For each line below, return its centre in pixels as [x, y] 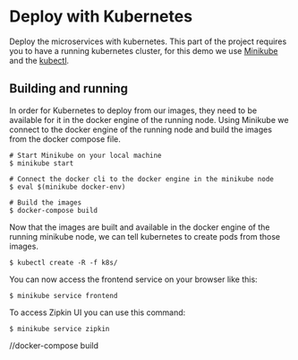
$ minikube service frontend [64, 295]
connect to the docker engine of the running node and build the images [141, 129]
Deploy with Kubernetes [101, 17]
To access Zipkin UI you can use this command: [98, 312]
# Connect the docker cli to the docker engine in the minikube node [142, 179]
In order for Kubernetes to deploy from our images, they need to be [133, 110]
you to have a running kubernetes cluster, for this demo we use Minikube [144, 50]
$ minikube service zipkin [60, 329]
